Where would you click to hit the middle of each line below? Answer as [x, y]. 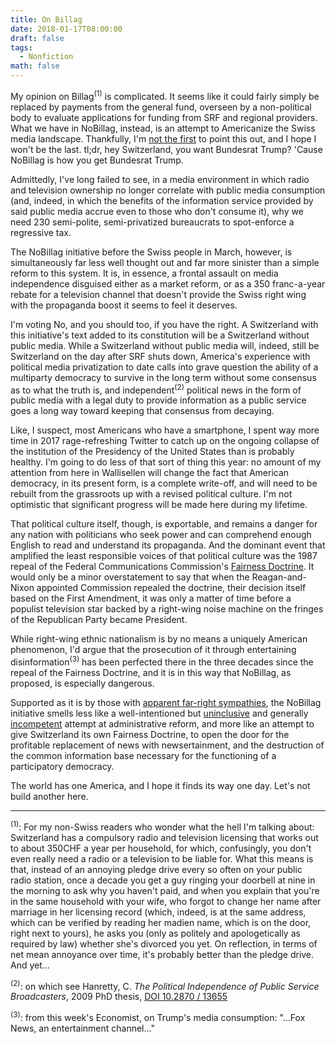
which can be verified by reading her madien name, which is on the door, [161, 922]
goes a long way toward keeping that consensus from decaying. [142, 411]
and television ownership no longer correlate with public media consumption [168, 190]
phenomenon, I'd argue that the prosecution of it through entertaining [153, 650]
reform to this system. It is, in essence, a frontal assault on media [144, 273]
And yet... [30, 965]
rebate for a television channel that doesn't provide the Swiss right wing [158, 294]
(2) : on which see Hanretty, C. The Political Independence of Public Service [165, 985]
